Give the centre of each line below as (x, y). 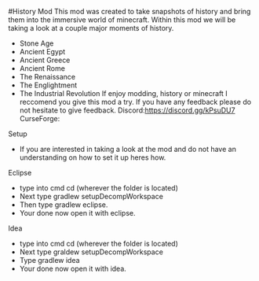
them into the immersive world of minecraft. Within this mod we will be (122, 20)
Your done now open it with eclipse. (77, 213)
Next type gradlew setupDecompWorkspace (91, 196)
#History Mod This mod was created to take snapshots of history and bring (129, 11)
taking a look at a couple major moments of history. (91, 28)
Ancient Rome (42, 68)
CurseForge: (40, 118)
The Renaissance (47, 77)
